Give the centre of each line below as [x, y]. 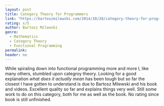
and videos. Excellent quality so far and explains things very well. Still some [81, 89]
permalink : [16, 50]
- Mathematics [24, 37]
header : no [16, 55]
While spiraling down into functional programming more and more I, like [77, 69]
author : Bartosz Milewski [31, 28]
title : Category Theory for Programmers [47, 14]
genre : [12, 32]
